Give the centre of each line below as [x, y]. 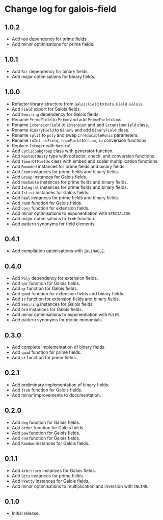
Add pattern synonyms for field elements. [54, 224]
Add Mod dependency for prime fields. [50, 39]
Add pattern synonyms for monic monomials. [57, 320]
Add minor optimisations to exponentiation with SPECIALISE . [72, 213]
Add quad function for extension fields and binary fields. [68, 294]
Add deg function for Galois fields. [46, 422]
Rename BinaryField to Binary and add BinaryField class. [70, 130]
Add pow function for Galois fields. [46, 433]
